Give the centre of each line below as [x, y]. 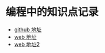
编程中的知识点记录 [52, 12]
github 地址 [28, 29]
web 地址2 [27, 44]
